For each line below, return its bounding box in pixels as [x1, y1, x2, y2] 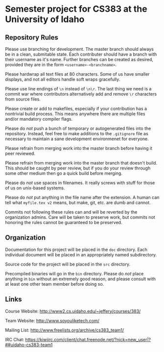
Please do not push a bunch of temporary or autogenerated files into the [5, 125, 151, 131]
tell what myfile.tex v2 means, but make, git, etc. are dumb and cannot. [5, 200, 151, 206]
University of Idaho [5, 14, 85, 25]
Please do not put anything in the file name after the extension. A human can [5, 194, 160, 200]
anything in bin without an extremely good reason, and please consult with [5, 276, 156, 282]
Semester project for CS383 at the [5, 3, 148, 15]
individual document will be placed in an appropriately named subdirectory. [5, 251, 157, 257]
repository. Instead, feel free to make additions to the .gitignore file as [5, 131, 148, 136]
